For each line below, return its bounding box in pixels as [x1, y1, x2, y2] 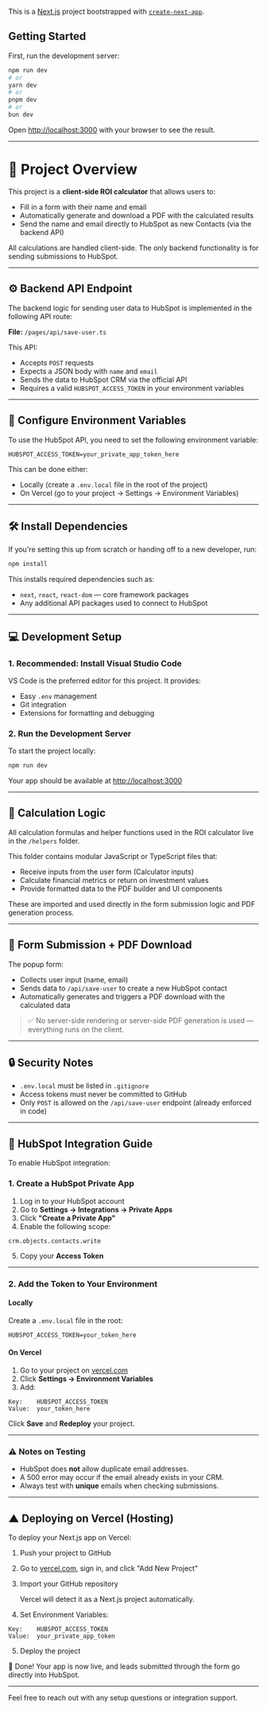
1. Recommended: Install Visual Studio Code [8, 658, 183, 669]
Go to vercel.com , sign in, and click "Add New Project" [19, 1564, 199, 1573]
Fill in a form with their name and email [19, 202, 147, 212]
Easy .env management [19, 691, 98, 701]
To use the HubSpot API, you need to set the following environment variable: [8, 435, 258, 444]
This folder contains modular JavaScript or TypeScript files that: [8, 851, 218, 861]
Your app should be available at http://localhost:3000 [8, 776, 183, 786]
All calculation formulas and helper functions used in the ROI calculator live [8, 827, 254, 837]
